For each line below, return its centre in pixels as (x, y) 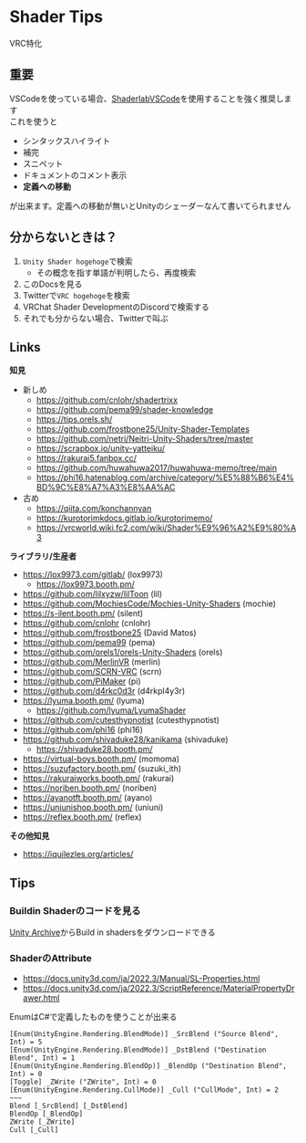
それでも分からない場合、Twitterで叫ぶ (95, 318)
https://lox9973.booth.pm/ (85, 584)
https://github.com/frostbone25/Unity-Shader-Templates (143, 429)
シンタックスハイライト (66, 141)
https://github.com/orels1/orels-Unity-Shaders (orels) (122, 652)
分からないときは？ (63, 238)
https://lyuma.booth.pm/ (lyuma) (84, 701)
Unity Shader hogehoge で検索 (78, 261)
